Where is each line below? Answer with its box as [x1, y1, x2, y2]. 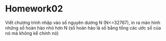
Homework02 [5, 3, 63, 14]
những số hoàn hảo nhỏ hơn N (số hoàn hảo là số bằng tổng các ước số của [5, 24, 161, 30]
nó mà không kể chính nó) [5, 30, 59, 36]
